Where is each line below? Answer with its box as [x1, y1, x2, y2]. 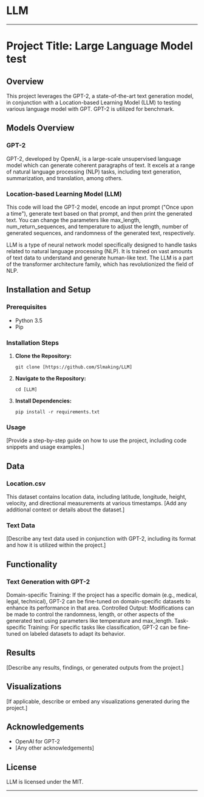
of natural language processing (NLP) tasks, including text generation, [6, 168, 182, 175]
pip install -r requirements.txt [15, 409, 100, 415]
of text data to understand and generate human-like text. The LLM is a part [6, 254, 194, 261]
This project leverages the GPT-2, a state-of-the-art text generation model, [6, 92, 194, 99]
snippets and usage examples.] [6, 443, 85, 451]
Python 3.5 [15, 317, 42, 324]
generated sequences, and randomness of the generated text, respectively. [6, 229, 195, 236]
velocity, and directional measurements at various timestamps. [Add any [6, 499, 187, 507]
